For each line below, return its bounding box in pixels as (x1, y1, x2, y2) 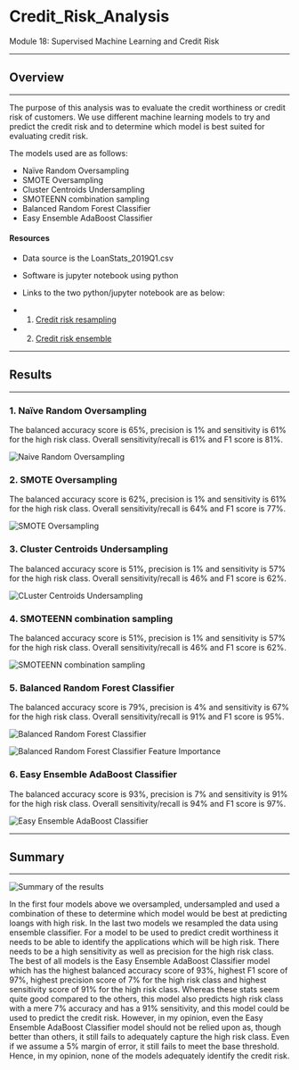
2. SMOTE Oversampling (9, 473, 117, 485)
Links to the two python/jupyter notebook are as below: (21, 287, 225, 298)
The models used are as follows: (9, 147, 129, 158)
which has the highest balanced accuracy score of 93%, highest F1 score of (9, 966, 288, 976)
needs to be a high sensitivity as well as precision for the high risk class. (9, 946, 274, 957)
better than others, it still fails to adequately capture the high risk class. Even (9, 1032, 290, 1042)
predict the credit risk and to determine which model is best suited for (9, 120, 265, 131)
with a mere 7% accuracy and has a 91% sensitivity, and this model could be (9, 1003, 290, 1014)
